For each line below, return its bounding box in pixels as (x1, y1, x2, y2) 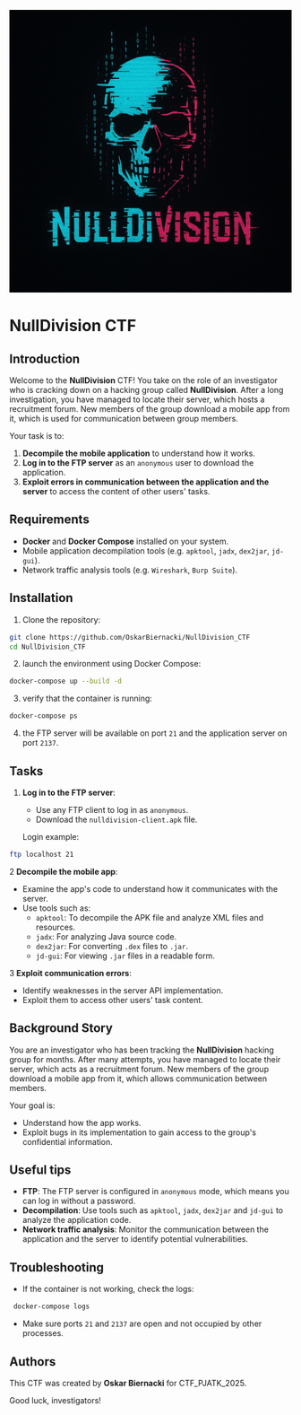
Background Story (9, 1020, 114, 1036)
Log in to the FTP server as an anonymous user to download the (21, 458, 254, 467)
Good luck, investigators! (9, 1394, 101, 1405)
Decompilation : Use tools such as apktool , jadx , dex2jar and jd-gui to (21, 1205, 284, 1216)
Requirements (9, 512, 90, 528)
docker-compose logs (13, 1302, 90, 1311)
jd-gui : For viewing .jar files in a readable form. (35, 950, 215, 961)
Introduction (9, 351, 81, 366)
